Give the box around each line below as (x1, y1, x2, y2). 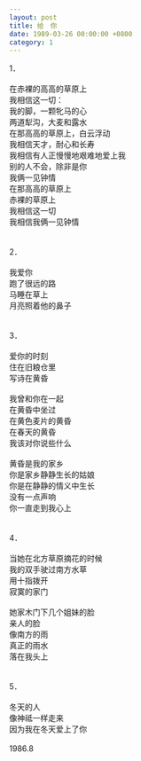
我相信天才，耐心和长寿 (9, 139, 95, 150)
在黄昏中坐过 (9, 404, 56, 415)
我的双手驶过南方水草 (9, 564, 87, 575)
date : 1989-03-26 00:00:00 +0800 (9, 29, 133, 38)
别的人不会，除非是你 (9, 161, 87, 172)
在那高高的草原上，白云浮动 (9, 128, 111, 138)
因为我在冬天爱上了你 (9, 724, 87, 734)
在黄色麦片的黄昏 (9, 416, 72, 427)
